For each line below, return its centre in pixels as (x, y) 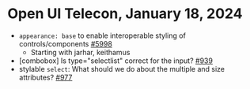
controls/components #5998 (65, 43)
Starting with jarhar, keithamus (80, 52)
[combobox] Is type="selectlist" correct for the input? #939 (116, 61)
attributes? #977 (45, 77)
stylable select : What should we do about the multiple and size (121, 69)
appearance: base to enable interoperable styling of (102, 35)
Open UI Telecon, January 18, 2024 (125, 14)
